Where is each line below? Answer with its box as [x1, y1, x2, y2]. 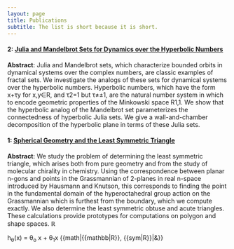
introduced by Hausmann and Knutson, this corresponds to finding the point [7, 182, 227, 190]
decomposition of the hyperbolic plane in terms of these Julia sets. [7, 120, 200, 128]
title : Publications [7, 17, 68, 24]
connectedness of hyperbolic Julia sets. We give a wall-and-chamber [7, 113, 208, 121]
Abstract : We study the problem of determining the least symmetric [7, 152, 203, 160]
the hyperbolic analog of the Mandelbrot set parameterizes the [7, 105, 188, 114]
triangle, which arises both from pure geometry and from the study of [7, 159, 208, 168]
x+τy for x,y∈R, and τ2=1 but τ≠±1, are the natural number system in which [7, 90, 224, 99]
